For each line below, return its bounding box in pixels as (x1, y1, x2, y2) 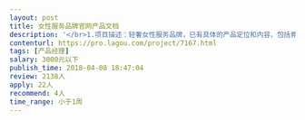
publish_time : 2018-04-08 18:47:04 (9, 64, 144, 73)
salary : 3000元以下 (9, 55, 79, 64)
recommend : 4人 (9, 88, 65, 97)
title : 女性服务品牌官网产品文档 (9, 22, 120, 31)
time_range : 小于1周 (9, 97, 84, 106)
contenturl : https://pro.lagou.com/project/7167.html (9, 38, 218, 48)
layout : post (9, 13, 59, 23)
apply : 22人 (9, 80, 54, 89)
